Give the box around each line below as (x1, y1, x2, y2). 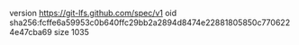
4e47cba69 (9, 27, 52, 37)
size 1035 (53, 27, 90, 37)
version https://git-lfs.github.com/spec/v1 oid (9, 8, 177, 18)
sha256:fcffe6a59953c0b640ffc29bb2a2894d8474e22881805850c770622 (9, 17, 291, 28)
